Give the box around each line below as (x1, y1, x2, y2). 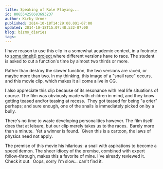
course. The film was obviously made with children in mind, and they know (5, 92, 155, 98)
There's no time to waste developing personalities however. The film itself (5, 118, 153, 124)
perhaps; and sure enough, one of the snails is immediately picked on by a (5, 103, 154, 109)
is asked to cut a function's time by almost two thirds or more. (5, 58, 129, 64)
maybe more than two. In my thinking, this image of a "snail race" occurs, (5, 73, 152, 79)
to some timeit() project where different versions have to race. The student (5, 53, 155, 59)
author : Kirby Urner (5, 16, 47, 21)
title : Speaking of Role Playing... (5, 7, 79, 12)
